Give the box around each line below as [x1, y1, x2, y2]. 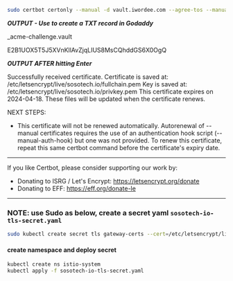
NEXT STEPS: [7, 108, 46, 116]
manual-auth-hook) [17, 136, 74, 145]
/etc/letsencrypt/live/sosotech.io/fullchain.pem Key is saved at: [7, 80, 188, 88]
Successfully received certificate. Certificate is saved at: [7, 73, 169, 81]
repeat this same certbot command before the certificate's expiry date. [17, 143, 221, 152]
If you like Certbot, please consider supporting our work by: [7, 163, 178, 172]
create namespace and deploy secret [7, 246, 116, 254]
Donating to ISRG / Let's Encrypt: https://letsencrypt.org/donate [17, 176, 200, 185]
